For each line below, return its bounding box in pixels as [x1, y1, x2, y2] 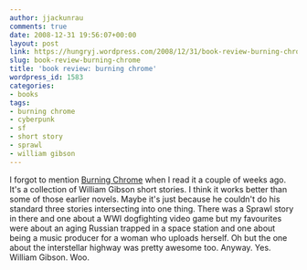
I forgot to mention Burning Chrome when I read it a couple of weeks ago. [9, 174, 287, 185]
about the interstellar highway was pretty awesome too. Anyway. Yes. [9, 242, 271, 253]
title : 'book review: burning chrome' [9, 65, 157, 74]
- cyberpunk [9, 115, 55, 124]
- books [9, 89, 39, 99]
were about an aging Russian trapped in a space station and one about [9, 223, 276, 234]
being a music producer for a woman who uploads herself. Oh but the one [9, 232, 288, 243]
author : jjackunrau [9, 13, 84, 23]
